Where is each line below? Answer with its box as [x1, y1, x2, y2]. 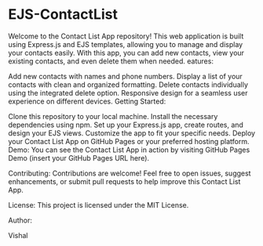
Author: [8, 215, 33, 225]
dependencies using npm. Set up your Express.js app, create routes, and [8, 120, 243, 129]
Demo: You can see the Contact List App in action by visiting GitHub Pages [8, 145, 250, 154]
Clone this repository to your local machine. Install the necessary [8, 111, 218, 121]
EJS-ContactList [8, 5, 118, 24]
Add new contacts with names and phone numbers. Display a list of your [8, 71, 243, 81]
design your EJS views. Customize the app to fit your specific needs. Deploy [8, 128, 256, 138]
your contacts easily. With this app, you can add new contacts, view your [8, 48, 245, 57]
